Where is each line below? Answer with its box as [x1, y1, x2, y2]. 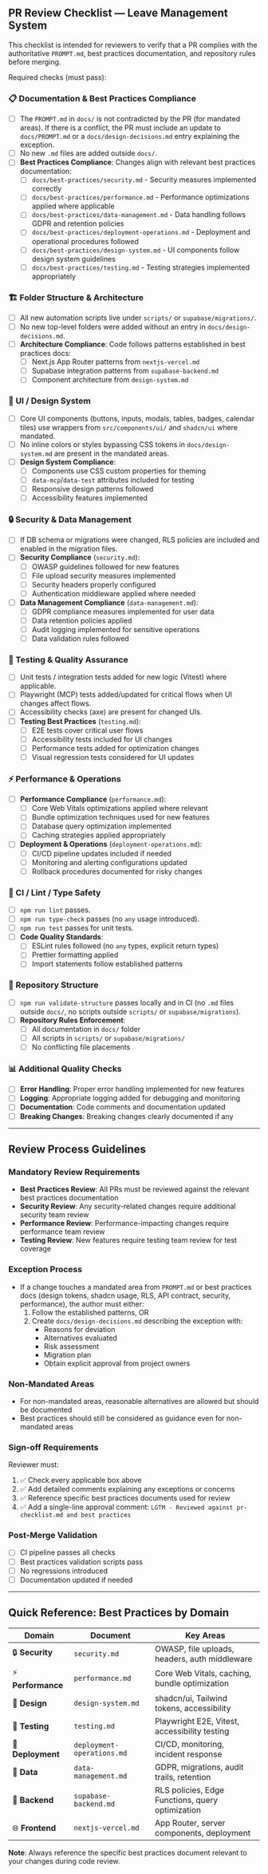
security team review [19, 1210, 89, 1220]
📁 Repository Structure [8, 979, 99, 990]
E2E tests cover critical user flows [31, 725, 144, 735]
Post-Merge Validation [8, 1530, 98, 1541]
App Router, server [154, 1817, 226, 1829]
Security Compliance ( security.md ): [19, 552, 140, 562]
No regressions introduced [19, 1566, 108, 1576]
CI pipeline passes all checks [19, 1548, 116, 1557]
